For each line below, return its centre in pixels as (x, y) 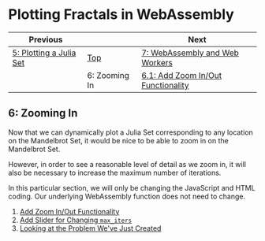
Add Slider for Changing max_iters (76, 220)
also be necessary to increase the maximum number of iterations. (115, 172)
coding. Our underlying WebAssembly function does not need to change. (127, 196)
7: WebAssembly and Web (190, 53)
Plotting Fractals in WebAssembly (121, 15)
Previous (46, 39)
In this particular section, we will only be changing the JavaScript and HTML (132, 187)
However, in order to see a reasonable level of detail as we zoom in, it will (127, 164)
